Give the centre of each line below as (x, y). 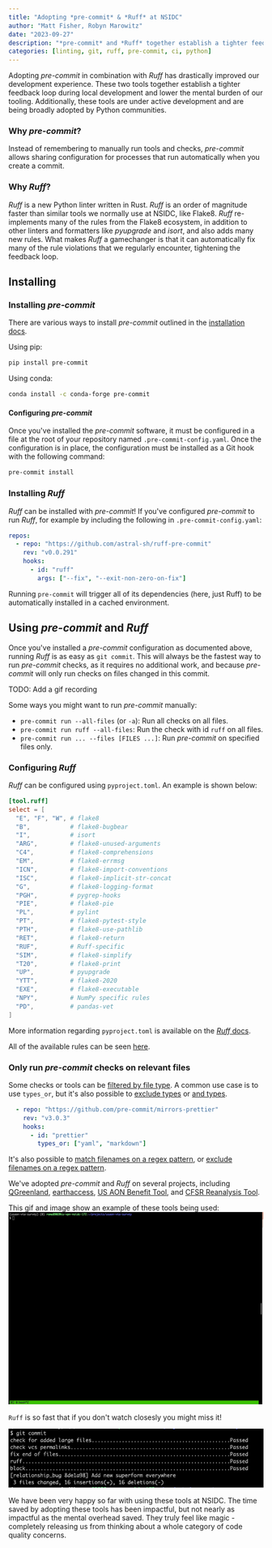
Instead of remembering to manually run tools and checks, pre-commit (126, 149)
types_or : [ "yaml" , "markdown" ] (92, 1144)
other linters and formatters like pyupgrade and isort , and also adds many (131, 231)
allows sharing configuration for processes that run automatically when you (134, 157)
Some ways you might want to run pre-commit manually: (103, 705)
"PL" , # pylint (57, 912)
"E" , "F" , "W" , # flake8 (57, 818)
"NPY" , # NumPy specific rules (83, 998)
